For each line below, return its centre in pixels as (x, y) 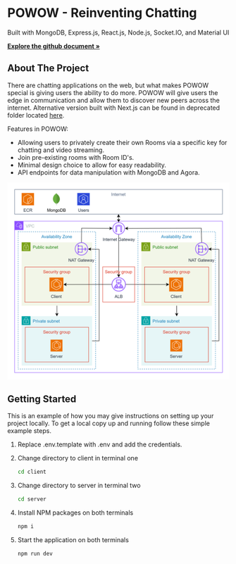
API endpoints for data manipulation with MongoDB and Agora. (108, 172)
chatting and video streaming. (61, 150)
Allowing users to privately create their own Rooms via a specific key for (122, 142)
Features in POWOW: (38, 129)
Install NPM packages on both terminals (75, 513)
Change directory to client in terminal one (78, 458)
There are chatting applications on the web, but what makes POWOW (108, 85)
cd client (32, 472)
